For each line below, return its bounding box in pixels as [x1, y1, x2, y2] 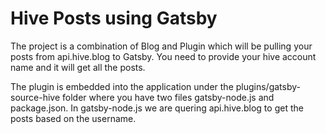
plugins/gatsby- [235, 80, 301, 92]
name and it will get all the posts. [10, 61, 146, 73]
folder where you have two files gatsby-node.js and [62, 91, 275, 103]
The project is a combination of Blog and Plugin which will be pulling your [10, 40, 313, 52]
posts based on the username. [10, 112, 137, 124]
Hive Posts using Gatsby [10, 7, 218, 30]
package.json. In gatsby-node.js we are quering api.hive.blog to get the [10, 102, 304, 114]
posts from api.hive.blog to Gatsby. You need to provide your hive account [10, 50, 317, 62]
